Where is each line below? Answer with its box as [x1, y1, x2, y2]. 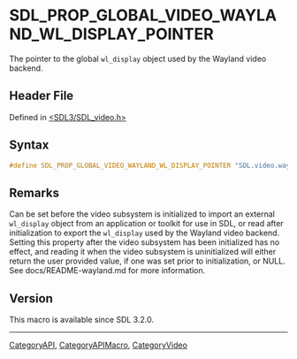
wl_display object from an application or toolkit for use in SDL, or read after [9, 218, 285, 229]
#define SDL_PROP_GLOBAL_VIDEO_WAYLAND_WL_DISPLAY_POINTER [9, 161, 232, 170]
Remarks [9, 185, 60, 200]
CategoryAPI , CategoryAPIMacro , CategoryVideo [9, 340, 188, 350]
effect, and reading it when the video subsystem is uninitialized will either [9, 247, 277, 257]
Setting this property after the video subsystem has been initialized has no [9, 237, 280, 248]
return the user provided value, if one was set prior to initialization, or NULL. [9, 256, 286, 266]
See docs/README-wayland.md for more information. [9, 265, 206, 276]
